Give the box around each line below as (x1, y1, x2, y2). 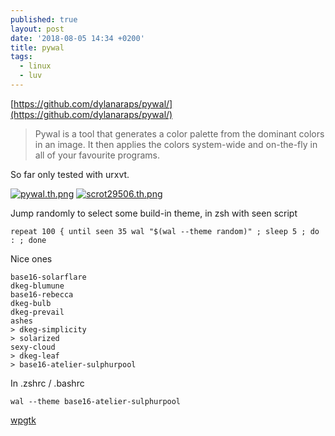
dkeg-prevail (10, 307, 65, 317)
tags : (10, 52, 33, 62)
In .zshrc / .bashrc (10, 377, 85, 389)
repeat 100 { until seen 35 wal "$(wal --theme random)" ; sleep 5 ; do (10, 226, 320, 236)
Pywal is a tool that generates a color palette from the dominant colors (34, 127, 325, 140)
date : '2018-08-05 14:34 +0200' (10, 33, 145, 43)
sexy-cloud (10, 342, 56, 352)
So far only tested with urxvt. (10, 168, 130, 180)
